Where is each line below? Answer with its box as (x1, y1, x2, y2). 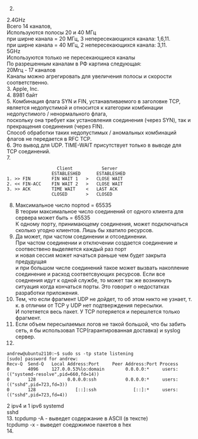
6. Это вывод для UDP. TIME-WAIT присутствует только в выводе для (6, 141, 181, 148)
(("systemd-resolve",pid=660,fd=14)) (6, 371, 100, 377)
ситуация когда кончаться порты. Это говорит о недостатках (15, 283, 170, 290)
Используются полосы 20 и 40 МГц (6, 29, 97, 36)
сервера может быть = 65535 (15, 214, 91, 221)
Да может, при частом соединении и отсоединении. (15, 233, 148, 240)
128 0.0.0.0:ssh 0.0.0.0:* (28, 377, 150, 382)
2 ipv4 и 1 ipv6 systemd (6, 402, 64, 409)
